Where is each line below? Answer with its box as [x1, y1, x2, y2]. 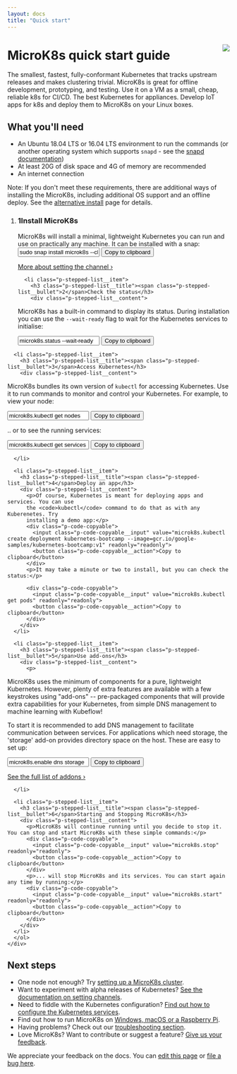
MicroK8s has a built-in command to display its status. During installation [17, 307, 230, 315]
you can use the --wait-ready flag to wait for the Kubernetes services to [17, 315, 228, 323]
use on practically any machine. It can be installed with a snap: [17, 239, 200, 248]
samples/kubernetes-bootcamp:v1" [7, 541, 106, 549]
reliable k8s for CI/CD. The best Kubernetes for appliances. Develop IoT [7, 93, 215, 102]
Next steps [7, 959, 56, 971]
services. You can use [7, 498, 74, 505]
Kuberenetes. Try [7, 511, 59, 518]
